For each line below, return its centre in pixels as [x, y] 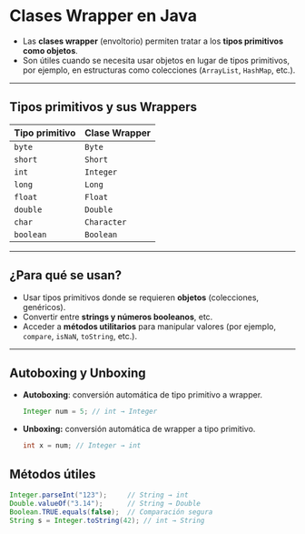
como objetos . [50, 50]
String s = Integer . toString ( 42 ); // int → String [107, 520]
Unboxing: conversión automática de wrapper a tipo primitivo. [139, 429]
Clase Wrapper [118, 133]
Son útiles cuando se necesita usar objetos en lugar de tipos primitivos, [156, 60]
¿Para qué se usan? [66, 275]
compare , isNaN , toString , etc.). [80, 336]
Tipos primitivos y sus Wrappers [103, 107]
